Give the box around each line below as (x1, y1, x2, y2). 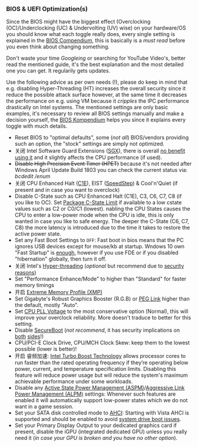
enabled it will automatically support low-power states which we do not (14, 397, 188, 404)
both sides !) (14, 333, 44, 340)
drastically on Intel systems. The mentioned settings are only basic (6, 104, 169, 111)
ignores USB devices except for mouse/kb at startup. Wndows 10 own (14, 243, 184, 250)
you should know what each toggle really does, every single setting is (6, 31, 176, 38)
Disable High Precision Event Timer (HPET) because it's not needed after (14, 160, 192, 167)
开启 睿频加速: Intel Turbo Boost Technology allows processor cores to (14, 353, 186, 360)
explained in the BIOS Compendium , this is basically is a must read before (6, 37, 186, 44)
